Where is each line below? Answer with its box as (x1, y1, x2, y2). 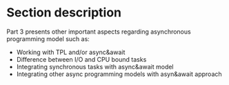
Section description (6, 5, 122, 21)
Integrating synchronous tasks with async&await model (16, 62, 174, 71)
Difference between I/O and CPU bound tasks (16, 55, 147, 63)
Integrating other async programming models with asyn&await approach (16, 70, 222, 78)
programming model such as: (6, 34, 90, 42)
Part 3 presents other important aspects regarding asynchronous (6, 27, 191, 36)
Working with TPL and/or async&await (16, 48, 126, 56)
